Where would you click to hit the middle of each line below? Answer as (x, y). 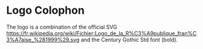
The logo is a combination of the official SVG (62, 27)
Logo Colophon (45, 10)
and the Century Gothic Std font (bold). (129, 39)
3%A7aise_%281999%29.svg (43, 39)
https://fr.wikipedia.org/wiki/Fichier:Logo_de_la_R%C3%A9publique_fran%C (101, 33)
